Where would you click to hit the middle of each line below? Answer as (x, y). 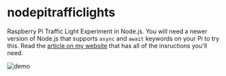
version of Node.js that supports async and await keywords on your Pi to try (113, 38)
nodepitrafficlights (61, 13)
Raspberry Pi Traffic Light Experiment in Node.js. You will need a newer (107, 31)
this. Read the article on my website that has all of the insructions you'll (107, 45)
